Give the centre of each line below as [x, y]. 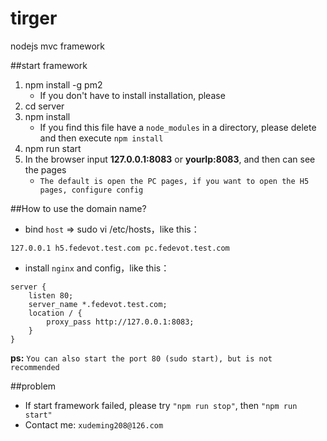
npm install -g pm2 [63, 84]
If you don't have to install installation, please [132, 95]
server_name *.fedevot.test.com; [98, 304]
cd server [44, 106]
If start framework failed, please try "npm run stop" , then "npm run [161, 405]
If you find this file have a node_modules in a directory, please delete [178, 127]
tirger [34, 18]
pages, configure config [91, 190]
